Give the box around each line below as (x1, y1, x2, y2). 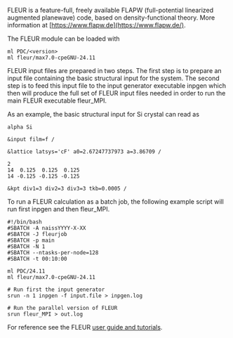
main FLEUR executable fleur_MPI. (7, 96, 107, 105)
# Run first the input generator (7, 286, 105, 293)
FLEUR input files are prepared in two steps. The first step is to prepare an (7, 67, 222, 74)
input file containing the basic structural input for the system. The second (7, 74, 220, 82)
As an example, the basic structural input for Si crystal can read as (7, 110, 200, 118)
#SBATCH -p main (7, 237, 55, 244)
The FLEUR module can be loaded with (7, 34, 120, 43)
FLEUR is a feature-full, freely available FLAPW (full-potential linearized (7, 6, 214, 14)
